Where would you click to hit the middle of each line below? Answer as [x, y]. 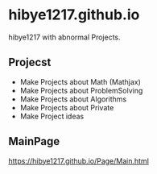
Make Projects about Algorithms [73, 99]
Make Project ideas [52, 116]
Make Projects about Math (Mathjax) [80, 81]
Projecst [30, 62]
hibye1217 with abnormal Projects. [64, 37]
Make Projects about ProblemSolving [81, 90]
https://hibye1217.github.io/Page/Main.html [78, 161]
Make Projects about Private [67, 107]
